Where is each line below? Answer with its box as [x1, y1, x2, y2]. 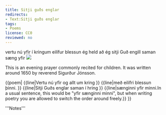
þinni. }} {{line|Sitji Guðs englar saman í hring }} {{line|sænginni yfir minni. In [5, 84, 161, 90]
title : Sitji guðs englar [5, 7, 59, 12]
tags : [5, 21, 17, 26]
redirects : [5, 12, 28, 17]
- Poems [5, 26, 22, 31]
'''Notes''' [5, 105, 26, 111]
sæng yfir [5, 54, 25, 60]
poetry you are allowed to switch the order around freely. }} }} [5, 95, 132, 101]
